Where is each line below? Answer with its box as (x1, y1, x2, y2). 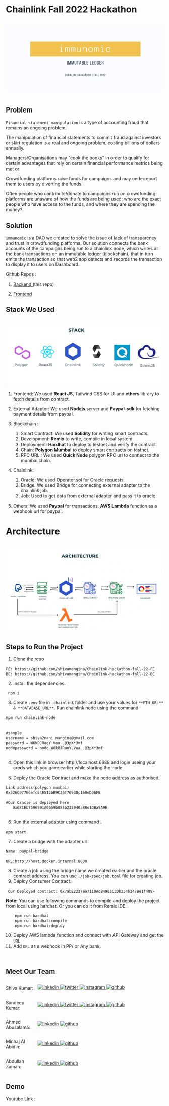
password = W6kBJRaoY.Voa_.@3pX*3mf (6, 740, 83, 745)
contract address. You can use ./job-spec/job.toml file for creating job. (13, 873, 163, 879)
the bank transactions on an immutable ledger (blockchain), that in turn (6, 251, 153, 257)
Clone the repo (13, 656, 44, 662)
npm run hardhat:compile (15, 918, 67, 923)
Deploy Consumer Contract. (13, 878, 72, 884)
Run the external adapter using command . (13, 819, 102, 825)
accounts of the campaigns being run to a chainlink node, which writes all (6, 245, 159, 251)
